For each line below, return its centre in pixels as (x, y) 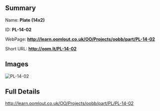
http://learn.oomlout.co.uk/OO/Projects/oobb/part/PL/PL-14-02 (69, 104)
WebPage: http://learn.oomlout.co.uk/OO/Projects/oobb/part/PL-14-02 (80, 39)
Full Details (23, 92)
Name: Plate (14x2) (25, 20)
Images (17, 64)
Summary (21, 8)
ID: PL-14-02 (18, 30)
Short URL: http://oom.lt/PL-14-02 (41, 48)
